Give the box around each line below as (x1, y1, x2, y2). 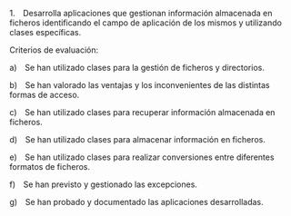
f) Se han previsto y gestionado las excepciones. (9, 179, 198, 190)
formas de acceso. (9, 90, 80, 100)
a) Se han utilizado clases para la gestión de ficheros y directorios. (9, 63, 266, 73)
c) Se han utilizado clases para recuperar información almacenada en (9, 107, 276, 117)
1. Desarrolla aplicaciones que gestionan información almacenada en (9, 8, 273, 18)
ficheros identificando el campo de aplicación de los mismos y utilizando (9, 17, 282, 28)
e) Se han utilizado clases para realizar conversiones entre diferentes (9, 152, 275, 162)
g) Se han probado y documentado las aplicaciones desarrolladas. (9, 197, 264, 207)
